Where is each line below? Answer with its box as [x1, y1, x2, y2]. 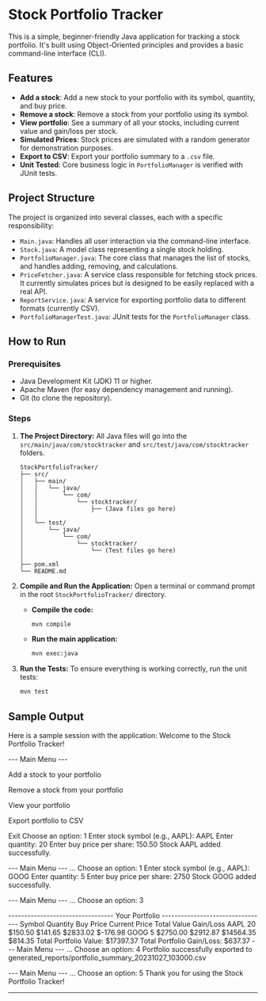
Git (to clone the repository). [19, 394, 112, 403]
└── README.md [19, 567, 66, 575]
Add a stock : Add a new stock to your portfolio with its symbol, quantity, [19, 93, 256, 102]
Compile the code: [31, 604, 93, 615]
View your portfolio [8, 800, 70, 809]
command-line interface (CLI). [8, 48, 107, 58]
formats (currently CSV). [19, 303, 101, 313]
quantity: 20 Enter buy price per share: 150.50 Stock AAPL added [8, 839, 222, 849]
